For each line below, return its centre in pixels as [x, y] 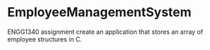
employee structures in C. [45, 39]
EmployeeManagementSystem [99, 12]
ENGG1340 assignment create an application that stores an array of [105, 32]
